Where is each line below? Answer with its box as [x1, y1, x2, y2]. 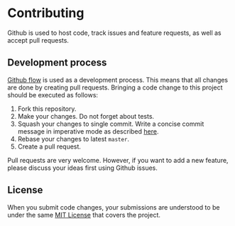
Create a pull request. [17, 142, 82, 151]
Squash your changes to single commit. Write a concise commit [17, 119, 204, 128]
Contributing [7, 5, 84, 21]
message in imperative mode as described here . [17, 127, 159, 136]
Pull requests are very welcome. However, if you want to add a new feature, [7, 156, 229, 164]
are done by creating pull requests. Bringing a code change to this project [7, 83, 223, 92]
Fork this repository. [17, 104, 77, 113]
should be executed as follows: [7, 90, 98, 99]
